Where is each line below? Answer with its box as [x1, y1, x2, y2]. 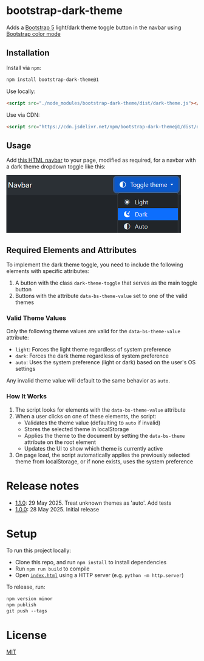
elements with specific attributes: [6, 268, 90, 274]
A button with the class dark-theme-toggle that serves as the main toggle [15, 279, 197, 286]
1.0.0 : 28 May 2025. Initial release [15, 505, 100, 513]
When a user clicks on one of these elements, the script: [15, 412, 157, 420]
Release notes [6, 479, 80, 493]
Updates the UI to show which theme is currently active [24, 445, 163, 452]
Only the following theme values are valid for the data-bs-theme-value [6, 328, 181, 335]
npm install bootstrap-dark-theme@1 [6, 77, 99, 83]
